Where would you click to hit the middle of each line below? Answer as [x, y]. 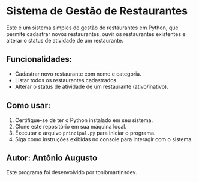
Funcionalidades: [39, 59]
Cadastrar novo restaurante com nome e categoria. [78, 74]
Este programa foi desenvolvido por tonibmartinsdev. [72, 172]
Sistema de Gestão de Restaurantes [97, 11]
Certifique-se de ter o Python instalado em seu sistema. [84, 120]
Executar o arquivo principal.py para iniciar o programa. [85, 133]
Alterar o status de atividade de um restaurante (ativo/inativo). [92, 86]
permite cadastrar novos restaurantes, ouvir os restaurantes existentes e [96, 34]
